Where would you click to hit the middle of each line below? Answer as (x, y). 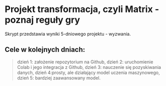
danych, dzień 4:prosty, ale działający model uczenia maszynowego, (88, 72)
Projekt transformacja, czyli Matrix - (82, 9)
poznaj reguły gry (42, 20)
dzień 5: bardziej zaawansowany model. (59, 78)
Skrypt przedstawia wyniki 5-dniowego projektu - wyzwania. (68, 34)
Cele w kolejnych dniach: (45, 50)
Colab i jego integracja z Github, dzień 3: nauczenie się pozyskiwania (89, 67)
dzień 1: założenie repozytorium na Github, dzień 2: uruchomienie (85, 62)
